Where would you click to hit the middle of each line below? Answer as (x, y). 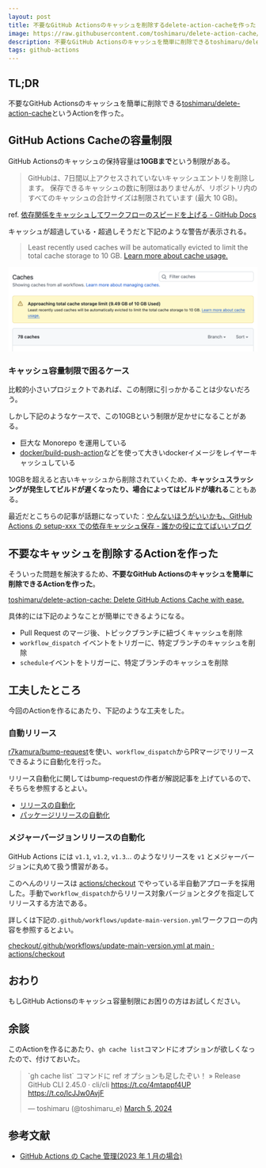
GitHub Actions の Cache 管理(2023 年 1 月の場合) (101, 1155)
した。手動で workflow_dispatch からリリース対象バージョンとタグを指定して (132, 893)
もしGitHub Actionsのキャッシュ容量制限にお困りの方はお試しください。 (127, 1001)
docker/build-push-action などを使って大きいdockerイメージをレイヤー (135, 453)
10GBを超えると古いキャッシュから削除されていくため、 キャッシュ (117, 480)
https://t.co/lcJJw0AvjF (66, 1094)
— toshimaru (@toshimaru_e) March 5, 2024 (100, 1109)
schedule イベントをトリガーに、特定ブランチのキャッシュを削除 (124, 663)
